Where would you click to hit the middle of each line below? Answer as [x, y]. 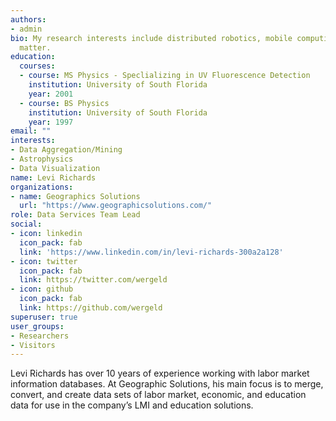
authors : [28, 19]
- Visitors [33, 345]
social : [26, 224]
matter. [35, 47]
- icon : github [42, 289]
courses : [37, 66]
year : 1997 [51, 122]
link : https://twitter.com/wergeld [93, 280]
